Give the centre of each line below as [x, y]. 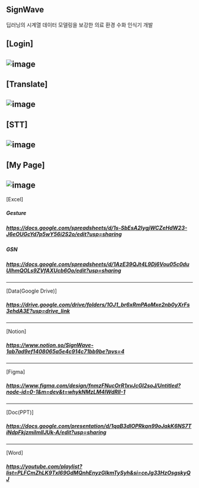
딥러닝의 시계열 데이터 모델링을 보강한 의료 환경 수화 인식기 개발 [80, 25]
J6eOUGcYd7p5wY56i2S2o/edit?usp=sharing [64, 235]
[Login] [20, 44]
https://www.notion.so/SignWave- [50, 345]
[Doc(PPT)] [20, 413]
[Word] [15, 453]
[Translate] [27, 84]
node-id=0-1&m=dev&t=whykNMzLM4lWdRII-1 [66, 392]
